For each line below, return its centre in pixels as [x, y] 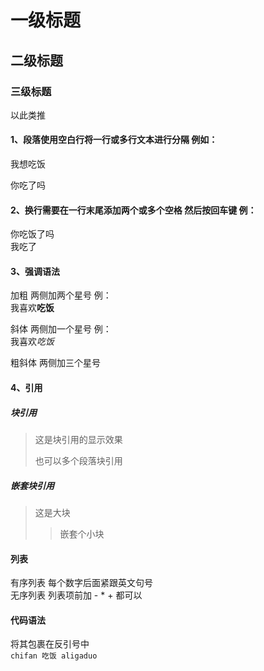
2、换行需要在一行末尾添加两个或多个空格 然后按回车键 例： [133, 210]
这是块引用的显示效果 [78, 440]
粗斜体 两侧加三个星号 [55, 363]
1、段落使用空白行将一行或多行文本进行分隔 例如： [114, 140]
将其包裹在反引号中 [50, 644]
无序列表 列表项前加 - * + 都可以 [76, 595]
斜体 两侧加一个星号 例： [61, 329]
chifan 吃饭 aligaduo [54, 656]
